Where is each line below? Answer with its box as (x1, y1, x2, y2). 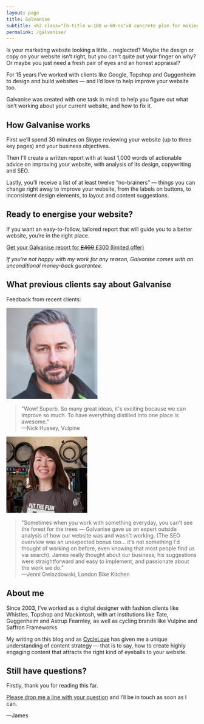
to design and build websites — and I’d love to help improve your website (6, 78, 189, 85)
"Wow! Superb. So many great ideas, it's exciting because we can (21, 405, 186, 412)
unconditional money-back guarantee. (6, 262, 103, 269)
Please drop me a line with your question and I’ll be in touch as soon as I (6, 694, 187, 701)
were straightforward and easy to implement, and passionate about (21, 558, 189, 565)
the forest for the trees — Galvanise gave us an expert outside (21, 525, 177, 533)
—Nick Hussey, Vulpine (21, 424, 80, 431)
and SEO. (6, 167, 30, 174)
